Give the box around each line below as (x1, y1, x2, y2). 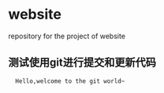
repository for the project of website (8, 31, 126, 41)
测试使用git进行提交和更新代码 (8, 56, 156, 70)
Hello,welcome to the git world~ (15, 77, 125, 85)
